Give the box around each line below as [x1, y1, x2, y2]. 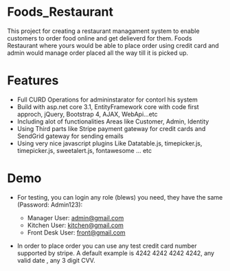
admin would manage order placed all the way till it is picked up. [7, 49, 189, 57]
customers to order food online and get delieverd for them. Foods [7, 34, 192, 42]
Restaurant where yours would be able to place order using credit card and [7, 41, 220, 49]
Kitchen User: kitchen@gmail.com [27, 221, 124, 229]
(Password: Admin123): [16, 200, 83, 209]
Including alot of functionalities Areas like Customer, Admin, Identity [16, 117, 209, 126]
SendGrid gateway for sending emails [16, 132, 124, 140]
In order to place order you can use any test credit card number [16, 241, 197, 250]
